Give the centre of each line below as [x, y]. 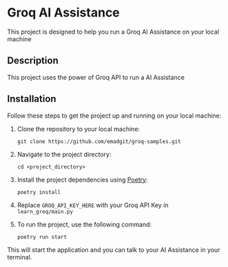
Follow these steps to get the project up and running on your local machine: [114, 116]
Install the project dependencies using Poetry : [82, 180]
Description [33, 61]
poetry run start [42, 237]
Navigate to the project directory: [64, 154]
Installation [32, 99]
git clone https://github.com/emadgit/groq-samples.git [99, 141]
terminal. [20, 257]
